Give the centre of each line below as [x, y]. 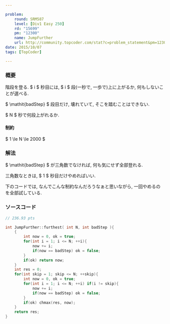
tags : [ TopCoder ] [24, 52]
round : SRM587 [29, 19]
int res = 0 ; [28, 270]
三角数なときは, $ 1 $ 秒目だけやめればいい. [51, 176]
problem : [14, 14]
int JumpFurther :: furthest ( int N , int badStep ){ [60, 227]
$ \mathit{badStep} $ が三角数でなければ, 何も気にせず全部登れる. [74, 165]
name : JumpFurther [34, 38]
